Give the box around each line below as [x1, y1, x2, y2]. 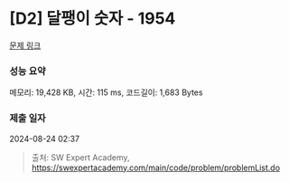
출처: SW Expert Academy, [31, 151, 130, 163]
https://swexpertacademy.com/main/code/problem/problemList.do [31, 162, 281, 173]
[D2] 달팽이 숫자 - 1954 [9, 8, 176, 29]
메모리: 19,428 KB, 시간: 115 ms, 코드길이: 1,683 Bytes [9, 87, 203, 98]
